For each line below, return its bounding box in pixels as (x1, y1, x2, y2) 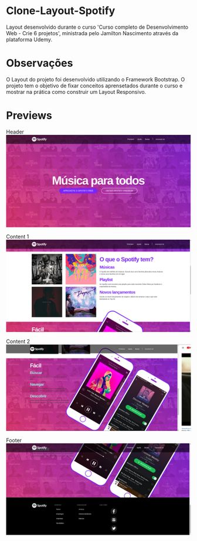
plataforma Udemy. (6, 36, 53, 43)
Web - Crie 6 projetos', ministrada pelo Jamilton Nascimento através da (6, 29, 179, 36)
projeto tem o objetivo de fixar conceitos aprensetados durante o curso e (6, 82, 183, 89)
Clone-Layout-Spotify (6, 4, 116, 18)
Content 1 (6, 233, 29, 240)
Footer (6, 437, 22, 444)
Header (6, 128, 25, 135)
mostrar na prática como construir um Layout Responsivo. (6, 88, 147, 95)
